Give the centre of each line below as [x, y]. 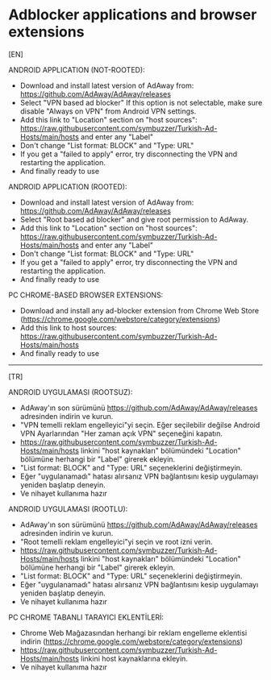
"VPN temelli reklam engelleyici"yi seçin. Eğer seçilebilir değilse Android [140, 425]
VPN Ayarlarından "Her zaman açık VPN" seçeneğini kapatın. [121, 433]
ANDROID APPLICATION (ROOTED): [68, 186]
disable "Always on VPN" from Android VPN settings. [108, 111]
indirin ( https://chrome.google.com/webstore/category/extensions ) [131, 641]
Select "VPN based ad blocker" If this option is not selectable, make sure [141, 102]
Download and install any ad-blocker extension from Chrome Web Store [140, 310]
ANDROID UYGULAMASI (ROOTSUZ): [71, 392]
